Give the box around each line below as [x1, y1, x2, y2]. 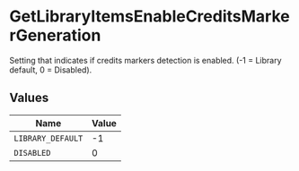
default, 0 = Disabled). [9, 64, 92, 75]
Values [9, 90, 49, 106]
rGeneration [9, 25, 101, 46]
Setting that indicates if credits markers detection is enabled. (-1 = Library [9, 55, 282, 65]
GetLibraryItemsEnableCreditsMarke [9, 6, 290, 27]
